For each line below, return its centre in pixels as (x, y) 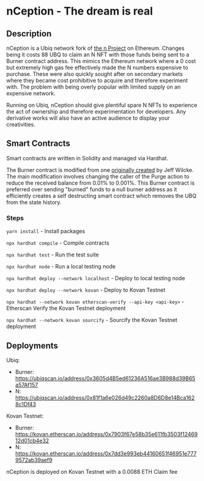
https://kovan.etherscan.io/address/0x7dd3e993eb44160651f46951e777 (106, 453)
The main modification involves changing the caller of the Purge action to (98, 176)
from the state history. (34, 202)
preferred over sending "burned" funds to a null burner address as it (92, 189)
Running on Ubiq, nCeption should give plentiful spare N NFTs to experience (102, 105)
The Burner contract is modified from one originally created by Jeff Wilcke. (100, 170)
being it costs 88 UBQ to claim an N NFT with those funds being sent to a (98, 55)
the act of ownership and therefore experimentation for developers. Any (96, 111)
